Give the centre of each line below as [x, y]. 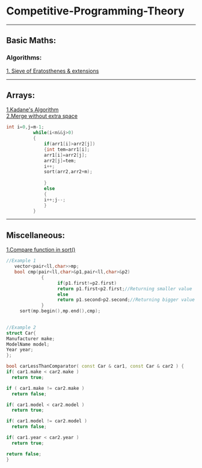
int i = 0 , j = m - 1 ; [25, 127]
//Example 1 [21, 261]
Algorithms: [24, 58]
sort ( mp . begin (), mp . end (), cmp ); [60, 311]
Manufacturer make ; [31, 339]
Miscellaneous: [35, 235]
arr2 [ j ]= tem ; [60, 160]
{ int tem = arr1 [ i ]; [67, 149]
